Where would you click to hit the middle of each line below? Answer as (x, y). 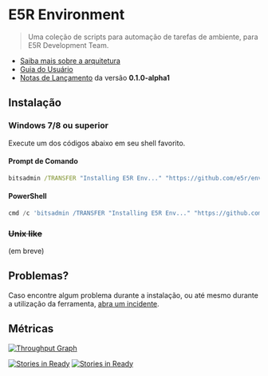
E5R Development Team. (68, 45)
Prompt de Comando (43, 161)
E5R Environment (67, 15)
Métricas (31, 329)
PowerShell (28, 196)
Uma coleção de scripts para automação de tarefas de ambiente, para (143, 37)
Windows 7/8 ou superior (59, 125)
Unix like (25, 233)
